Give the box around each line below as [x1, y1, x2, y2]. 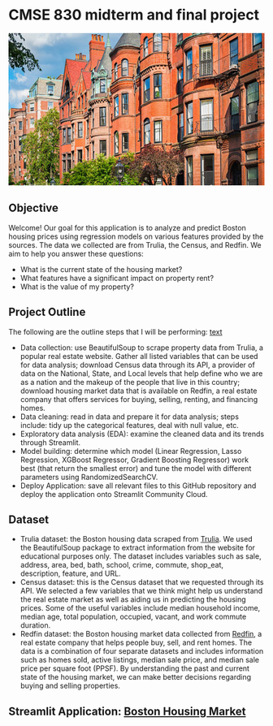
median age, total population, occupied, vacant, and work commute [19, 611, 247, 622]
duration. [19, 620, 51, 630]
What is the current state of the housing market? [19, 264, 183, 274]
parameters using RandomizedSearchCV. [19, 472, 158, 482]
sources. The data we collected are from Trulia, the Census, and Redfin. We [8, 240, 262, 249]
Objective [8, 201, 59, 215]
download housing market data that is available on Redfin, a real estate [19, 386, 258, 395]
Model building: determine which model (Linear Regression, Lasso [19, 446, 242, 456]
